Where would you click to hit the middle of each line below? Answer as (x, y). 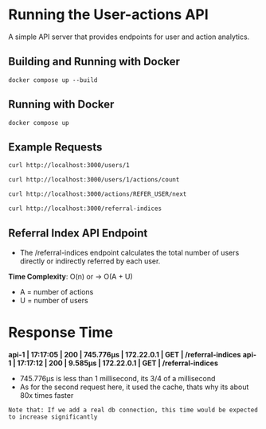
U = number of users (54, 300)
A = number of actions (57, 291)
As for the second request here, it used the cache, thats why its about (134, 387)
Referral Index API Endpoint (78, 234)
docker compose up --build (53, 80)
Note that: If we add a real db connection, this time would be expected (133, 410)
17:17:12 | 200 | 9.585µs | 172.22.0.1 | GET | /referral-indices (118, 363)
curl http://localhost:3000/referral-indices (85, 209)
